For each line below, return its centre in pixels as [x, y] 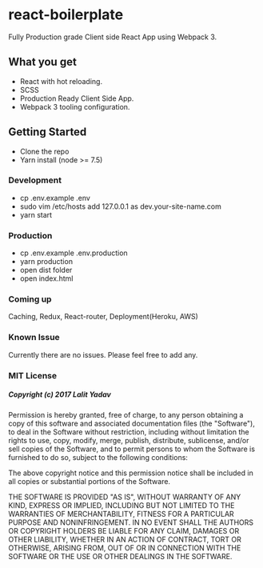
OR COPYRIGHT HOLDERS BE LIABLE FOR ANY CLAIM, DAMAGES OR [124, 530]
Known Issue [34, 338]
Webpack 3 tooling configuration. [75, 106]
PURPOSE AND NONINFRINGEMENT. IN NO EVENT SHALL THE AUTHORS [131, 522]
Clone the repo [44, 151]
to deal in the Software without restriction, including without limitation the [129, 432]
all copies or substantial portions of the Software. [89, 481]
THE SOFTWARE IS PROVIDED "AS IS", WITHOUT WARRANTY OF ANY [125, 497]
